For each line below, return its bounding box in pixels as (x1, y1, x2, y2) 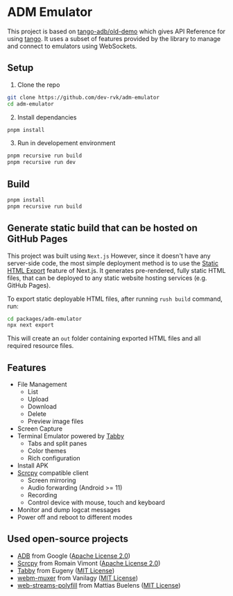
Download (27, 402, 57, 411)
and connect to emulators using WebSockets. (7, 42, 137, 50)
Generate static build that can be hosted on (7, 222, 198, 234)
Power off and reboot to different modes (17, 513, 133, 522)
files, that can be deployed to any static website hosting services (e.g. (7, 274, 207, 282)
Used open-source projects (7, 533, 128, 545)
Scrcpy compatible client (17, 469, 89, 477)
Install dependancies (17, 113, 77, 122)
